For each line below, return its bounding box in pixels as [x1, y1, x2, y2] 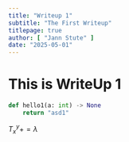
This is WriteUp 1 [8, 75, 122, 94]
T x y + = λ [8, 123, 38, 136]
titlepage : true [8, 26, 62, 34]
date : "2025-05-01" [8, 41, 73, 49]
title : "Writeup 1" [8, 11, 73, 20]
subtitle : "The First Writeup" [8, 19, 112, 27]
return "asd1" [22, 109, 69, 117]
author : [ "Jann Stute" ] [8, 33, 94, 42]
